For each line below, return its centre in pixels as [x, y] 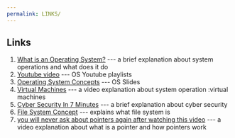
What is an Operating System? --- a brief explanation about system [115, 59]
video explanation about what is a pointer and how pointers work [111, 127]
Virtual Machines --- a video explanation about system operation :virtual [122, 90]
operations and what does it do [62, 67]
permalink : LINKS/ [34, 14]
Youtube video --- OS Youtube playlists [74, 74]
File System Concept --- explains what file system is [94, 112]
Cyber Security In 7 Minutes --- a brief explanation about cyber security [122, 105]
